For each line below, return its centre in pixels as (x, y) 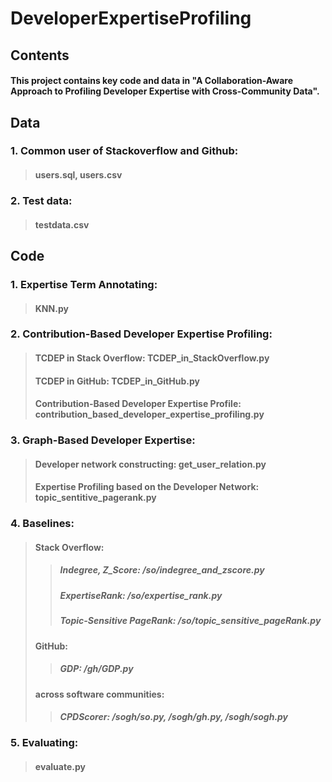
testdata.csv (62, 224)
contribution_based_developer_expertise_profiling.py (149, 414)
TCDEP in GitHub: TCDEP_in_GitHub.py (117, 381)
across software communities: (99, 694)
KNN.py (51, 308)
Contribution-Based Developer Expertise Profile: (138, 404)
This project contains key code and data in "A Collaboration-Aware (152, 81)
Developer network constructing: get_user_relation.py (150, 464)
